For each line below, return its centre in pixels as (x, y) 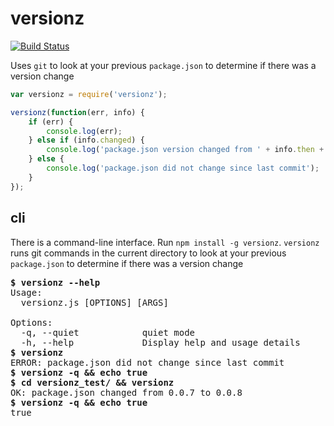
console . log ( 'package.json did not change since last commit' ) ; (183, 168)
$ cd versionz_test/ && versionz (92, 382)
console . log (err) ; (84, 131)
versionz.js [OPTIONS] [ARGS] (94, 302)
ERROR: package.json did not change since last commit (147, 362)
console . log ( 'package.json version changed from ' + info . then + (185, 150)
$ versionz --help (55, 282)
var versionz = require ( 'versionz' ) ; (89, 94)
